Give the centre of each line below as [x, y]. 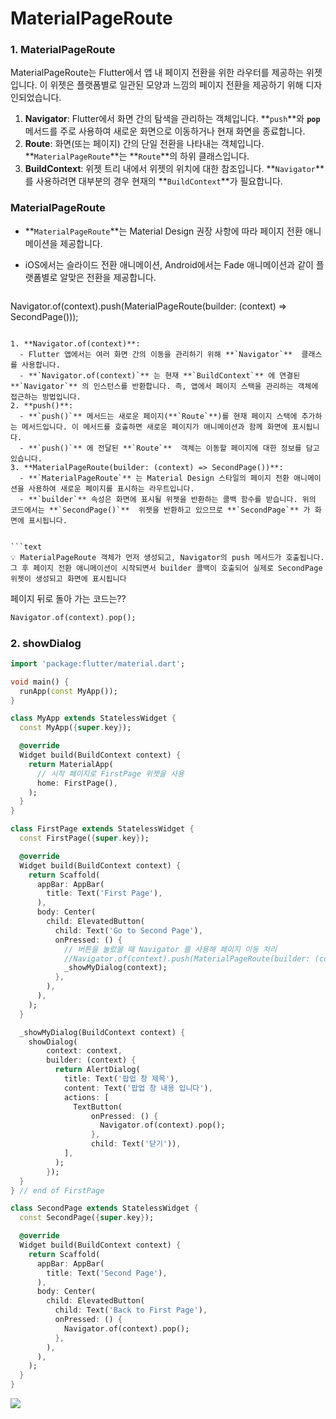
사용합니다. [41, 365]
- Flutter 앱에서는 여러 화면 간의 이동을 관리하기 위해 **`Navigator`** [156, 354]
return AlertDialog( [97, 1070]
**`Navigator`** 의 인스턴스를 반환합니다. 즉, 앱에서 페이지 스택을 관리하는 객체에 [164, 386]
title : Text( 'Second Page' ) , [107, 1273]
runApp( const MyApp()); [68, 691]
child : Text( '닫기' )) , [136, 1144]
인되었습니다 [35, 98]
